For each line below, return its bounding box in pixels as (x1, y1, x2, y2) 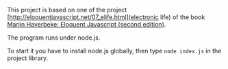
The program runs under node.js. (7, 33, 101, 42)
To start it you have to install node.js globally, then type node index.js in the (7, 47, 222, 55)
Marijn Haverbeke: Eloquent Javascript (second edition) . (7, 20, 166, 28)
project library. (7, 54, 49, 62)
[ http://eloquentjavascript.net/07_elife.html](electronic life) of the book (7, 13, 205, 21)
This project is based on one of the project (7, 6, 127, 14)
